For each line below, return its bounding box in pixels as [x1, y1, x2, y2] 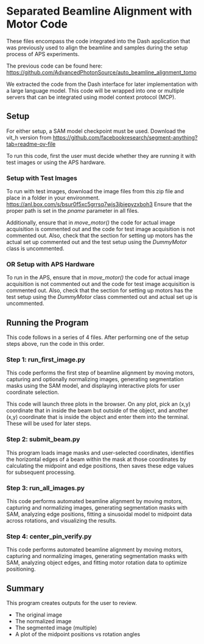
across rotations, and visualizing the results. [6, 517, 117, 524]
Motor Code [6, 17, 68, 31]
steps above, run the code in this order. [6, 340, 105, 348]
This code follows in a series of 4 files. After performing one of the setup [6, 334, 189, 341]
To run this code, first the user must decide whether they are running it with [6, 152, 196, 159]
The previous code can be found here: [6, 62, 103, 70]
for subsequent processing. [6, 468, 76, 476]
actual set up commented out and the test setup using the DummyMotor [6, 238, 188, 246]
